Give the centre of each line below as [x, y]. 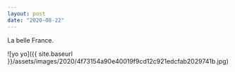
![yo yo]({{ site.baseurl [40, 54]
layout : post [26, 14]
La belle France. [31, 40]
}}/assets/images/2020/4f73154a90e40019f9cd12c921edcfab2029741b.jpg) [118, 61]
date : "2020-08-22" [36, 20]
